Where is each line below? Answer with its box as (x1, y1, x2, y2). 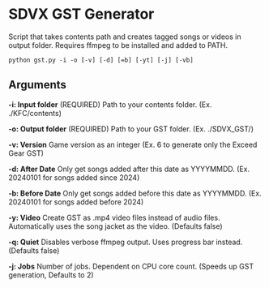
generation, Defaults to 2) (8, 269, 95, 280)
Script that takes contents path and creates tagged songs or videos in (8, 32, 241, 41)
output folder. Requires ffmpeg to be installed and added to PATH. (8, 40, 228, 49)
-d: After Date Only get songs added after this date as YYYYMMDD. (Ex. (8, 164, 250, 174)
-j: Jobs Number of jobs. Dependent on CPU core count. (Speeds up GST (8, 261, 254, 271)
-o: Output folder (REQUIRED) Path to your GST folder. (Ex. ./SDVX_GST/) (8, 123, 254, 134)
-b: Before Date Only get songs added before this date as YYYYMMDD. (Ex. (8, 188, 262, 198)
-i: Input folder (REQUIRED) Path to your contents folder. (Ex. (8, 99, 212, 110)
